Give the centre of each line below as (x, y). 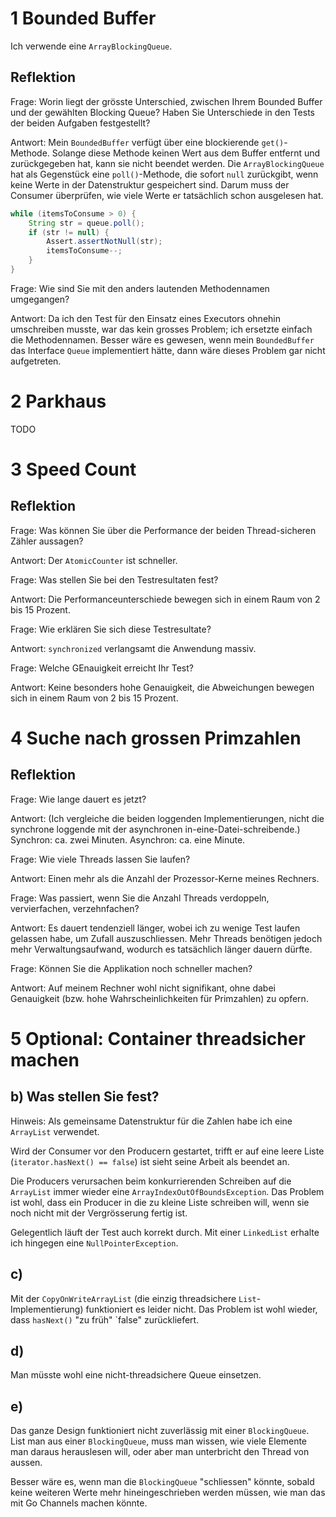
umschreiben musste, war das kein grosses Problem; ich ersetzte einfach (161, 329)
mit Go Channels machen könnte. (79, 1503)
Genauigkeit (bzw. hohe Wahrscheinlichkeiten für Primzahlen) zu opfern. (159, 998)
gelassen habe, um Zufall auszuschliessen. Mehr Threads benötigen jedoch (166, 938)
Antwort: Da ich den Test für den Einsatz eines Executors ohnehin (145, 318)
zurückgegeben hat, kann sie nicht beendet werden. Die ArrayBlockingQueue (167, 163)
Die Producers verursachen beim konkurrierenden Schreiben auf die (151, 1181)
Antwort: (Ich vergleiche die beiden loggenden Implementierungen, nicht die (167, 818)
